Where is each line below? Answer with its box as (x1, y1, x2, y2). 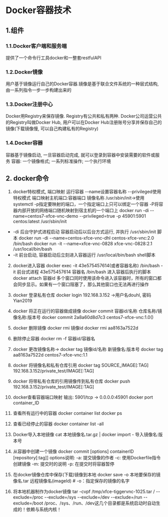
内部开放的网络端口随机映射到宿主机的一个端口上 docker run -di (17, 207, 149, 213)
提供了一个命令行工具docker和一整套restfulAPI (5, 55, 101, 61)
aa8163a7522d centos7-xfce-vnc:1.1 (12, 352, 88, 358)
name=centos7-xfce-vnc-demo (12, 213, 78, 219)
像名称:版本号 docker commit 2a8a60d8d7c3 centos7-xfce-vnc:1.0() (12, 314, 154, 320)
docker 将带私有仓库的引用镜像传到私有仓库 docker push (12, 378, 130, 384)
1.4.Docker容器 (5, 139, 43, 146)
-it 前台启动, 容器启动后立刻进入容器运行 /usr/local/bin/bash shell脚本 (12, 252, 155, 258)
